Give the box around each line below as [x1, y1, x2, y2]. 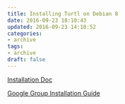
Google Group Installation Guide [7, 89, 100, 97]
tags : [7, 43, 23, 50]
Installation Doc [7, 75, 53, 84]
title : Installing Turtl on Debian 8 [7, 10, 119, 18]
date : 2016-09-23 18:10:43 [7, 17, 87, 24]
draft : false [7, 56, 46, 63]
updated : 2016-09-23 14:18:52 [7, 23, 97, 30]
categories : [7, 30, 42, 37]
